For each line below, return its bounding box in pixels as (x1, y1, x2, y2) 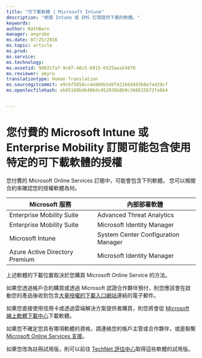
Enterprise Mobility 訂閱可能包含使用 (6, 141, 191, 154)
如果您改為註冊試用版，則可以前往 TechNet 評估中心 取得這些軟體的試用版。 (6, 345, 194, 353)
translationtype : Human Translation (6, 76, 98, 82)
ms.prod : (6, 48, 28, 54)
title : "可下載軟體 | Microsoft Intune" (6, 8, 104, 15)
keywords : (6, 20, 31, 26)
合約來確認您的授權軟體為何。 (6, 184, 80, 192)
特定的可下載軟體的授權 (6, 156, 123, 169)
